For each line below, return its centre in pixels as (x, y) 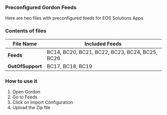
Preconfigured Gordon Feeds (41, 7)
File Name (25, 43)
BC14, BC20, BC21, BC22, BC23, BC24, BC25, (102, 52)
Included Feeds (103, 43)
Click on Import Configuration (43, 102)
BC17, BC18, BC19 (69, 66)
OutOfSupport (25, 66)
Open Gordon (26, 92)
